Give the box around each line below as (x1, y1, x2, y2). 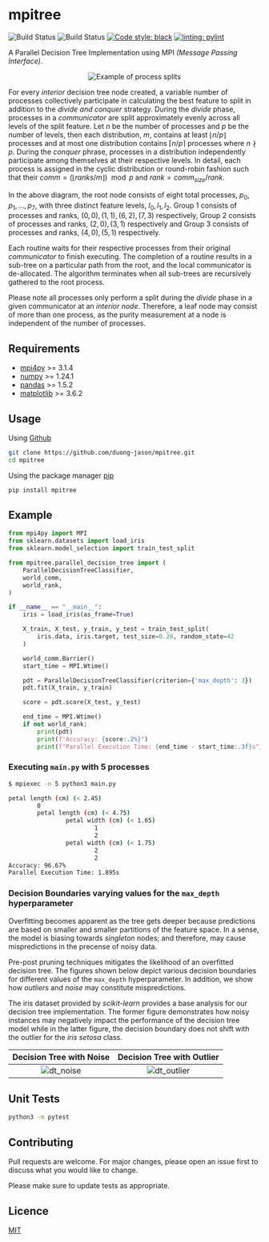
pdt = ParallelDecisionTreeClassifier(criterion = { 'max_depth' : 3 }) (22, 676, 252, 685)
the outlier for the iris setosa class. (8, 1032, 122, 1042)
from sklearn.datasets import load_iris (8, 537, 146, 545)
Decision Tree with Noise (12, 1051, 110, 1062)
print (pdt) (37, 727, 74, 735)
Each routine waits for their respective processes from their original (8, 243, 231, 253)
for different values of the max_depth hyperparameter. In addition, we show (8, 974, 254, 984)
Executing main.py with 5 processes (8, 762, 150, 773)
